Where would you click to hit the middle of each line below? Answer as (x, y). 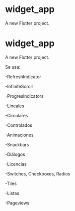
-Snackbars (17, 144)
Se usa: (13, 67)
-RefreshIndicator (23, 77)
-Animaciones (19, 135)
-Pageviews (17, 203)
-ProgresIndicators (24, 96)
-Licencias (16, 164)
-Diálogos (15, 154)
